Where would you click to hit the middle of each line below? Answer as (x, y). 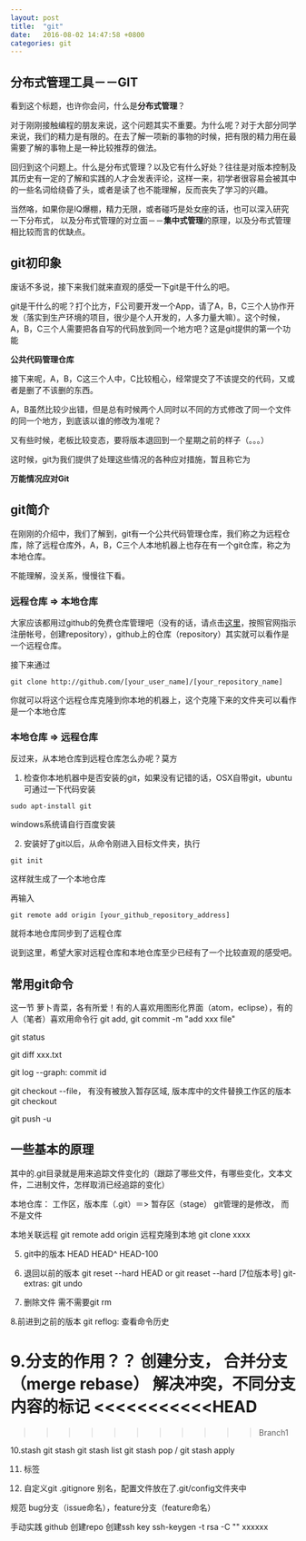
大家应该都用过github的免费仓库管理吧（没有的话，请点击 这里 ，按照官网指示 (153, 622)
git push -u (31, 1119)
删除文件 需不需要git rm (67, 1302)
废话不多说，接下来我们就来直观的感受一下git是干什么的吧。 (123, 286)
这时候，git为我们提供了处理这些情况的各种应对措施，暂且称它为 (130, 459)
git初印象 (36, 263)
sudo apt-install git (51, 806)
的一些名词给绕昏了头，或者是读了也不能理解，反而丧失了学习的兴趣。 (142, 190)
